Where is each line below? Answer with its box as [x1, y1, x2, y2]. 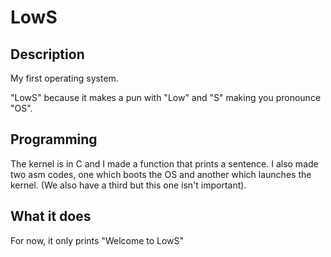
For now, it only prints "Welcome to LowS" [10, 234, 185, 246]
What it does [10, 208, 92, 225]
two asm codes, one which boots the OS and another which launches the [10, 168, 312, 180]
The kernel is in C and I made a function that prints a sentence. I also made [10, 157, 319, 170]
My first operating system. [10, 72, 119, 84]
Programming [10, 131, 98, 148]
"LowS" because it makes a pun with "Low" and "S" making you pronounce [10, 92, 322, 103]
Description [10, 46, 85, 63]
